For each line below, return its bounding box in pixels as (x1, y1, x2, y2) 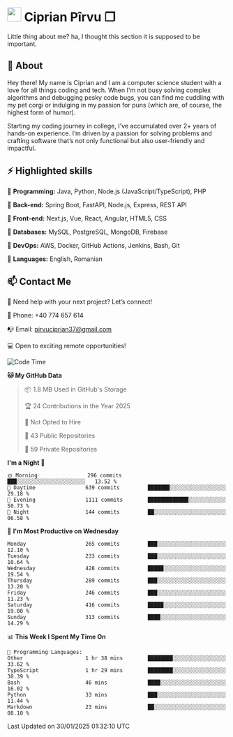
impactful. (7, 144, 36, 152)
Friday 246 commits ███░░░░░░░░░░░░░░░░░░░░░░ (7, 590, 227, 597)
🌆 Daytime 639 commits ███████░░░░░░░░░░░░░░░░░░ (7, 484, 227, 491)
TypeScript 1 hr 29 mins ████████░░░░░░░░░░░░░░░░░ (7, 667, 227, 674)
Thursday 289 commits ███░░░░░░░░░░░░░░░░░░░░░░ (7, 577, 227, 584)
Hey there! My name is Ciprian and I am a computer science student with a (7, 78, 222, 87)
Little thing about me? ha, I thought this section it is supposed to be (7, 32, 200, 40)
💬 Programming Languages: (7, 649, 82, 656)
